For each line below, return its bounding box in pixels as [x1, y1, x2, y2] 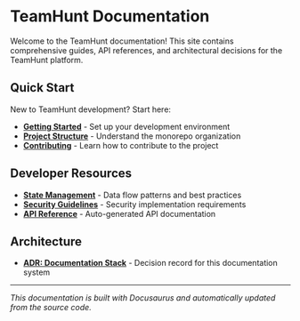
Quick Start [10, 80, 75, 95]
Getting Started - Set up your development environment [22, 121, 231, 132]
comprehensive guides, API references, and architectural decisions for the [10, 44, 283, 55]
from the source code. [10, 302, 92, 313]
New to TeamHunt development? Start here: [10, 104, 172, 115]
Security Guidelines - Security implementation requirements [22, 198, 247, 210]
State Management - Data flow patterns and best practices [22, 189, 242, 200]
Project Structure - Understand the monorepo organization [22, 131, 241, 141]
